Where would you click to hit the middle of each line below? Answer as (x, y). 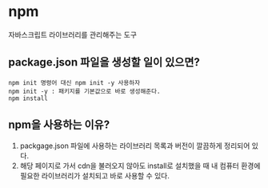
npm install (28, 98)
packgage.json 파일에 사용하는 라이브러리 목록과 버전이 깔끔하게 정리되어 (135, 146)
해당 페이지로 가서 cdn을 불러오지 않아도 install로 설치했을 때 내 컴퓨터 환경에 (140, 166)
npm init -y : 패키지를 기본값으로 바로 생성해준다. (84, 91)
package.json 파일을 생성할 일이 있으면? (104, 62)
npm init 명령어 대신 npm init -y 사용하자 (74, 82)
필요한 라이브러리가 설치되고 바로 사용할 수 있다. (94, 175)
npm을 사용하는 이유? (59, 125)
